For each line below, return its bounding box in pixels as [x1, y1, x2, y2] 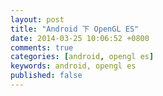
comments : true [10, 42, 74, 53]
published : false [10, 71, 83, 81]
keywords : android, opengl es [10, 61, 137, 71]
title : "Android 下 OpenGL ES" [10, 24, 140, 34]
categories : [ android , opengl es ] [10, 52, 155, 62]
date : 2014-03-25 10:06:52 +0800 [10, 33, 150, 43]
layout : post [10, 14, 65, 25]
